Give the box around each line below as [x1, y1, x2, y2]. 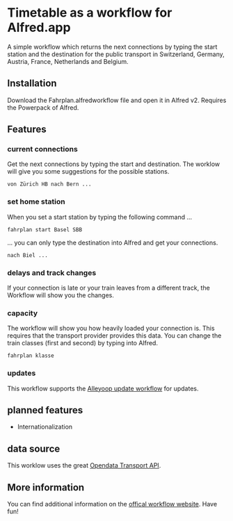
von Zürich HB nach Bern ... [7, 181, 92, 188]
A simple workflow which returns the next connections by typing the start [7, 42, 218, 51]
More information [7, 481, 85, 493]
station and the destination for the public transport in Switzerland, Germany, [7, 50, 225, 58]
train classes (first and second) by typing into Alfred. [7, 339, 159, 347]
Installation [7, 78, 57, 90]
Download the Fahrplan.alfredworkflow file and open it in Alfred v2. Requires [7, 96, 227, 104]
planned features [7, 404, 83, 416]
